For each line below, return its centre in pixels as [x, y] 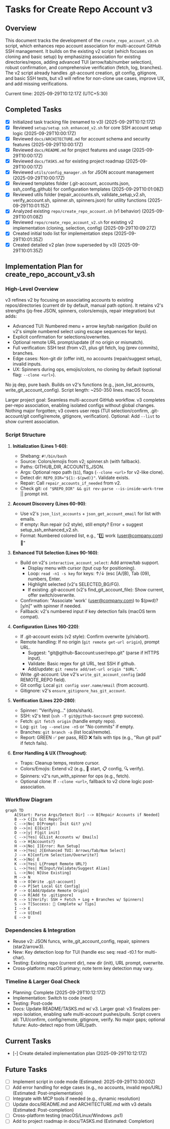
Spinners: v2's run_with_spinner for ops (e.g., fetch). [75, 776]
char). [19, 958]
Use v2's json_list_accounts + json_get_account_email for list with [90, 514]
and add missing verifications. [37, 84]
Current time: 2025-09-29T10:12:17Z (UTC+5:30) [57, 93]
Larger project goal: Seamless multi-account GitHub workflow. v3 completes [85, 400]
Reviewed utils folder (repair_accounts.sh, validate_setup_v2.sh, [79, 195]
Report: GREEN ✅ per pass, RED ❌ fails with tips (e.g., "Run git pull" [91, 737]
